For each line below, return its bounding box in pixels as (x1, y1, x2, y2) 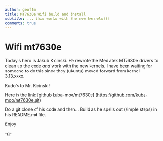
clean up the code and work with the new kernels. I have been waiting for (5, 63, 152, 69)
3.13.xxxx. (5, 73, 25, 79)
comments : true (5, 20, 36, 26)
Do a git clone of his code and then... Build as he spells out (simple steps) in (5, 106, 157, 112)
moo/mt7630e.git (5, 97, 40, 103)
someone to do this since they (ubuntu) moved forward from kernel (5, 68, 140, 74)
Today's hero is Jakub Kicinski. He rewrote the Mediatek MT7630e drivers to (5, 58, 159, 64)
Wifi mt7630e (5, 42, 62, 53)
